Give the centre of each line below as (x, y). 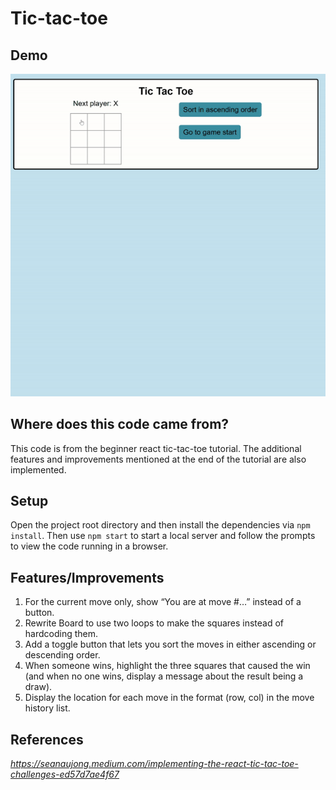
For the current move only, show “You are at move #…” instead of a (163, 602)
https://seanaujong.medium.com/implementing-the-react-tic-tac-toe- (154, 763)
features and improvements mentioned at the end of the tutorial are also (158, 459)
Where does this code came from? (120, 424)
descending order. (62, 655)
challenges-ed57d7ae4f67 (65, 774)
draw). (38, 687)
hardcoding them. (61, 634)
